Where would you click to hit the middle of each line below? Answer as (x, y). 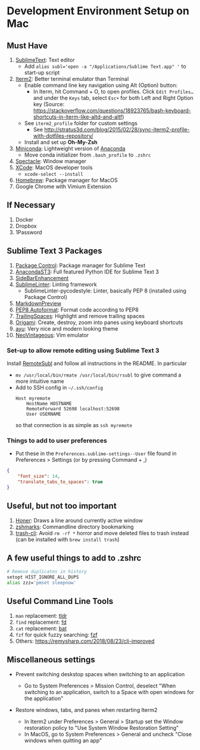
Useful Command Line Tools (60, 601)
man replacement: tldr (41, 615)
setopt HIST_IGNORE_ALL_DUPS (43, 577)
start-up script (42, 72)
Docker (24, 219)
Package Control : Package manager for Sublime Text (80, 265)
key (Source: (49, 104)
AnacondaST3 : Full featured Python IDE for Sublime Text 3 (87, 272)
